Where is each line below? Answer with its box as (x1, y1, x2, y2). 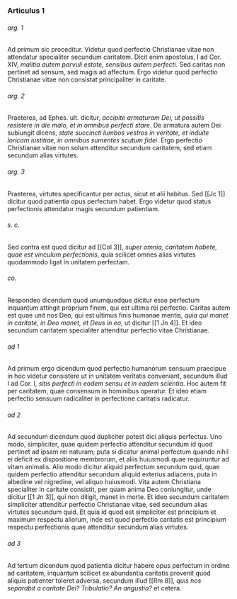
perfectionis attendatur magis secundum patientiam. (7, 204, 161, 213)
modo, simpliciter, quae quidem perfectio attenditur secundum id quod (7, 440, 214, 449)
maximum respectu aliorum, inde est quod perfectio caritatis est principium (7, 515, 226, 524)
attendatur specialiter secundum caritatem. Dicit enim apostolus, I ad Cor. (7, 52, 221, 62)
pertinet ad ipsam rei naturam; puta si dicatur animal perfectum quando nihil (7, 447, 229, 456)
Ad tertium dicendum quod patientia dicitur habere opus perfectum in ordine (7, 561, 230, 569)
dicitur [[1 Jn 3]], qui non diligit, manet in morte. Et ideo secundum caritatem (7, 493, 229, 501)
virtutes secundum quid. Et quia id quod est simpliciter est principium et (7, 508, 217, 516)
